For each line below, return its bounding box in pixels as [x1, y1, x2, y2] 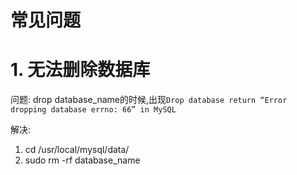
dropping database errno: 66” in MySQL [10, 105, 177, 115]
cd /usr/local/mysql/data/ [24, 144, 130, 156]
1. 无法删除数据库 [10, 59, 151, 81]
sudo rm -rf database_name [24, 154, 141, 166]
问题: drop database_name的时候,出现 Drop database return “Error [10, 94, 288, 106]
